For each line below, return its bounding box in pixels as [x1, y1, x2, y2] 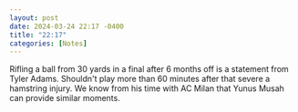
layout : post [9, 13, 59, 23]
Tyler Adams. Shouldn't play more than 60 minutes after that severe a [9, 74, 271, 85]
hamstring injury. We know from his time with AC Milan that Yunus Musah [9, 83, 285, 94]
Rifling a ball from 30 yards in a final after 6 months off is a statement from [9, 64, 289, 75]
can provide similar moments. [9, 93, 120, 104]
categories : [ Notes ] [9, 38, 88, 48]
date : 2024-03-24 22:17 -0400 [9, 22, 125, 31]
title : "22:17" [9, 30, 67, 39]
